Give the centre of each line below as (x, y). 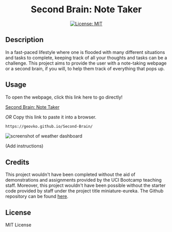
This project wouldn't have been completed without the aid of (70, 175)
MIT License (18, 225)
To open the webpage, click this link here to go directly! (64, 97)
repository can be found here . (37, 197)
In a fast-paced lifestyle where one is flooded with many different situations (85, 52)
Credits (17, 162)
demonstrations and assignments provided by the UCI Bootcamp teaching (83, 180)
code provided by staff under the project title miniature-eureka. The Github (84, 191)
